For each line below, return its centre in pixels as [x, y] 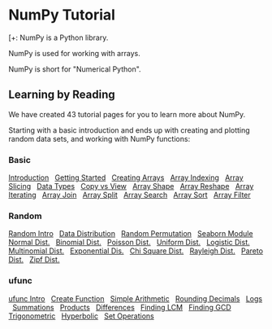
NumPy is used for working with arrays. [74, 53]
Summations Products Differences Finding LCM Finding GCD [121, 307]
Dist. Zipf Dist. [34, 260]
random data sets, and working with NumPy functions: [99, 138]
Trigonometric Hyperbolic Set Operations [81, 316]
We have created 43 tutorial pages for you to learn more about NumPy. [127, 114]
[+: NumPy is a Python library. [58, 37]
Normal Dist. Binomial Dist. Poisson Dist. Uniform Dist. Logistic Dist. [129, 243]
